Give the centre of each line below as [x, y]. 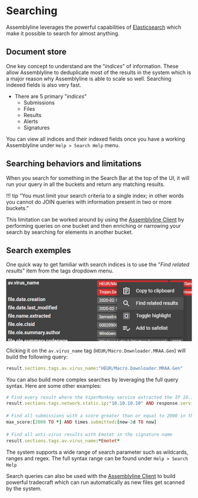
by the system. [24, 488]
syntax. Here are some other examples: [54, 386]
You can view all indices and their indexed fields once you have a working [96, 139]
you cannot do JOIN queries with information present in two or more [89, 202]
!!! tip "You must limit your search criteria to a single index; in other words [95, 195]
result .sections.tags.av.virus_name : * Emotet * [63, 441]
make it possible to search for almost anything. [63, 33]
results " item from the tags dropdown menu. [60, 271]
